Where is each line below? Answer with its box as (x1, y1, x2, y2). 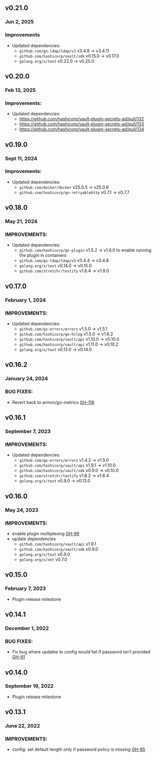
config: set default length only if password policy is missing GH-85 (12, 746, 145, 753)
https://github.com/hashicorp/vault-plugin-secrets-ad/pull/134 (19, 126, 144, 132)
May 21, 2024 (5, 218, 38, 225)
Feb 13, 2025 (5, 87, 36, 93)
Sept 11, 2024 (5, 155, 38, 162)
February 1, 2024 (5, 297, 46, 303)
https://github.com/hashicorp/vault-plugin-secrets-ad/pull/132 (19, 116, 144, 122)
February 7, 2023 (5, 585, 46, 592)
